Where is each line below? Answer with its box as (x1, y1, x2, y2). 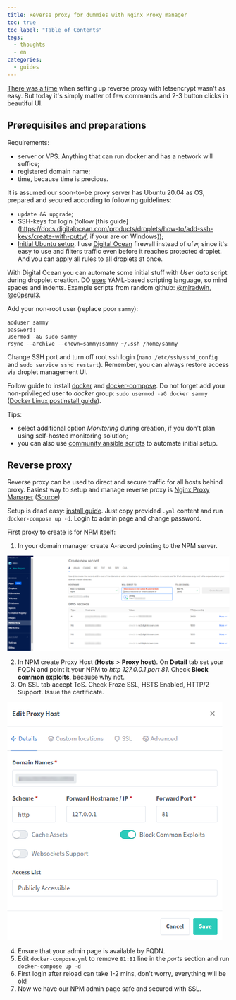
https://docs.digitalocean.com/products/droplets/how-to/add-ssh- (20, 224, 213, 233)
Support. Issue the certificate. (17, 687, 104, 696)
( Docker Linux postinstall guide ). (7, 396, 101, 405)
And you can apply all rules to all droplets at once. (17, 255, 163, 263)
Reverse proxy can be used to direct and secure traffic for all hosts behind (7, 478, 223, 487)
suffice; (17, 159, 40, 168)
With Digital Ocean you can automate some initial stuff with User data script (7, 268, 228, 277)
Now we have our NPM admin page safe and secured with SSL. (17, 984, 202, 993)
